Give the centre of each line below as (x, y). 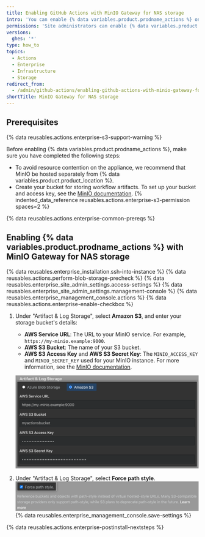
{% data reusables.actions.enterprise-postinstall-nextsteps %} (85, 527)
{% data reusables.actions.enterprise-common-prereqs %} (81, 218)
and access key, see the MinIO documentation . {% (78, 193)
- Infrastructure (34, 71)
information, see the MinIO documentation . (78, 367)
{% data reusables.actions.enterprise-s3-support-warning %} (84, 137)
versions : (19, 32)
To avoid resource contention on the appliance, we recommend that (100, 167)
